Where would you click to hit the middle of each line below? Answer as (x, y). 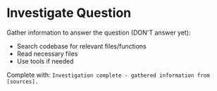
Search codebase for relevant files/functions (81, 46)
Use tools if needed (45, 61)
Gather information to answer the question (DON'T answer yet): (99, 32)
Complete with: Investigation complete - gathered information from (108, 75)
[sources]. (23, 81)
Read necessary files (47, 54)
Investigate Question (69, 13)
